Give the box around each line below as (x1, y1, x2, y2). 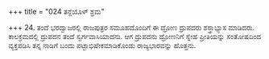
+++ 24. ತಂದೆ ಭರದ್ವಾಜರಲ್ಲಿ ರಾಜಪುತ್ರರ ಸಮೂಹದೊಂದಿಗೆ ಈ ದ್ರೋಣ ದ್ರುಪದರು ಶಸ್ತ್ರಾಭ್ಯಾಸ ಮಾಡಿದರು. (8, 23, 255, 32)
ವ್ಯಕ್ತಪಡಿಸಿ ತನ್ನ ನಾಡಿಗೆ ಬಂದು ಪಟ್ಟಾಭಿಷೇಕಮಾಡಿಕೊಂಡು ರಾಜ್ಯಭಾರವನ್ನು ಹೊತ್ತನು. (8, 41, 197, 50)
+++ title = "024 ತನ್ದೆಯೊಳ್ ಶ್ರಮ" (8, 7, 105, 16)
